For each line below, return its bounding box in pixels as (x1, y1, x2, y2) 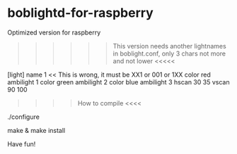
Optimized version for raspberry (7, 28, 101, 37)
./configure (7, 113, 40, 121)
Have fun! (7, 139, 36, 148)
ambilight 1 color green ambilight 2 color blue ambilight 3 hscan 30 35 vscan (7, 77, 230, 86)
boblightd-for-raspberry (7, 5, 154, 21)
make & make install (7, 126, 66, 134)
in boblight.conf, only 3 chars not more (112, 49, 226, 58)
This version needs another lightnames (112, 41, 226, 50)
